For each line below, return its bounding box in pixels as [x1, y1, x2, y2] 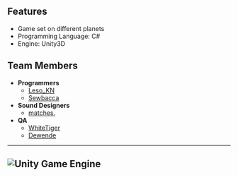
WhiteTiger [28, 123, 61, 132]
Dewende [28, 130, 57, 140]
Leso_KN [28, 86, 55, 94]
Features [7, 6, 47, 18]
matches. [28, 109, 56, 117]
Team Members [7, 60, 78, 72]
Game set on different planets [17, 24, 105, 32]
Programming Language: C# [17, 32, 101, 40]
